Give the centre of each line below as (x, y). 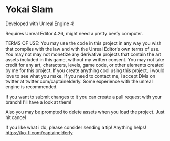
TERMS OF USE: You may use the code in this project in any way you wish (83, 43)
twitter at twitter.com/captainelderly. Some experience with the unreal (79, 81)
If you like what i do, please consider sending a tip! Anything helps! (76, 127)
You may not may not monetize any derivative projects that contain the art (83, 54)
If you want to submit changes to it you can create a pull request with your (84, 97)
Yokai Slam (29, 9)
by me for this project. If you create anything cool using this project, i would (85, 70)
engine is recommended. (31, 87)
